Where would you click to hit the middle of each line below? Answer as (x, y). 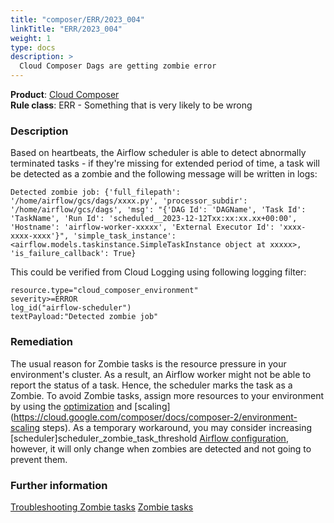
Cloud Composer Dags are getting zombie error (118, 66)
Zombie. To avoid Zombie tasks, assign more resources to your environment (167, 395)
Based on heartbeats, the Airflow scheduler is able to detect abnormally (158, 153)
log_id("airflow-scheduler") (71, 308)
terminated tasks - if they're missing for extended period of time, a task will (165, 163)
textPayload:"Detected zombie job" (84, 317)
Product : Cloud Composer (65, 94)
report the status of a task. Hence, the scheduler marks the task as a (151, 385)
